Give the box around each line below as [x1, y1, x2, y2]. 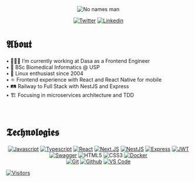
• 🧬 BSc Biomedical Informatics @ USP [6, 63, 100, 70]
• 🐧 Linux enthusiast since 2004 [6, 70, 84, 77]
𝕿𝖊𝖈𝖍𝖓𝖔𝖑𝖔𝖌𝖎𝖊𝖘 [6, 126, 60, 139]
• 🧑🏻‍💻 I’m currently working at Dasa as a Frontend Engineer [6, 57, 150, 64]
